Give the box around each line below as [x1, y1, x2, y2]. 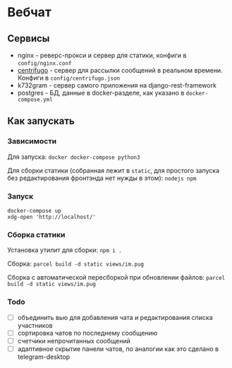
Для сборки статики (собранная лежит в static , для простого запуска [7, 166, 220, 174]
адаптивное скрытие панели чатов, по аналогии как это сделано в [17, 344, 219, 353]
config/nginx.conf [17, 60, 72, 67]
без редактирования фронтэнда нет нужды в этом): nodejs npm [7, 174, 197, 182]
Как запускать [7, 115, 75, 127]
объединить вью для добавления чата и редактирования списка [17, 313, 213, 321]
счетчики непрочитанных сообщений [17, 336, 130, 345]
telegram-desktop [17, 352, 71, 361]
